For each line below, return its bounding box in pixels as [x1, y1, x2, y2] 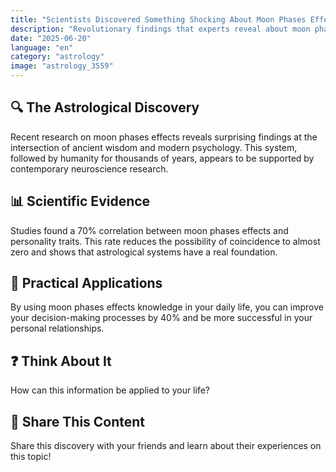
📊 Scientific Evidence [10, 193, 151, 210]
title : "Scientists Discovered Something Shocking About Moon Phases [10, 14, 307, 25]
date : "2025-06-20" [10, 33, 92, 43]
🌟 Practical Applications [10, 275, 163, 292]
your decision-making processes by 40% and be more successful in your [10, 312, 313, 324]
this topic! [10, 451, 52, 463]
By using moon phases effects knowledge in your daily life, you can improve [10, 301, 324, 313]
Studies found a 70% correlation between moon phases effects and [10, 224, 289, 236]
